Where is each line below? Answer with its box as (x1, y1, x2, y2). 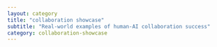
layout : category (7, 10, 58, 17)
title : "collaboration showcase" (7, 17, 105, 23)
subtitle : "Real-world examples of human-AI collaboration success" (7, 23, 211, 30)
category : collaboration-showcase (7, 29, 108, 37)
